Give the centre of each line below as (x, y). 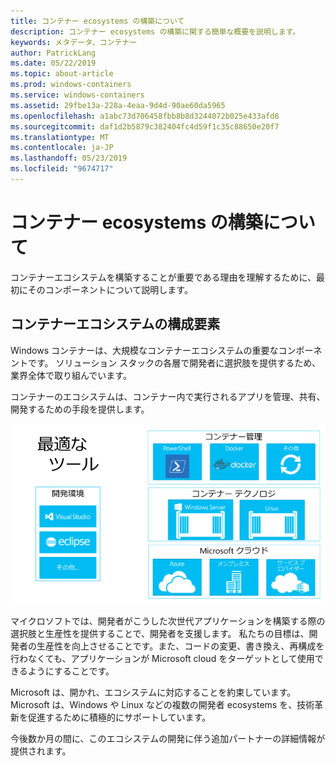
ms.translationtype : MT (60, 137)
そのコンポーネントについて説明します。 (110, 289)
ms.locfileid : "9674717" (62, 169)
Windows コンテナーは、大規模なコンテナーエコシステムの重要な (144, 350)
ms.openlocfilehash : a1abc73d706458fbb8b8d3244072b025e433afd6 (145, 116)
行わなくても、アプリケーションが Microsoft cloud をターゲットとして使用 (162, 659)
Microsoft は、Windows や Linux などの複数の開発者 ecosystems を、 (154, 705)
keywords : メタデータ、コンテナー (74, 42)
